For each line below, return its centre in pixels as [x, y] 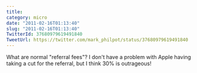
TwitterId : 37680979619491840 [45, 34]
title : [15, 12]
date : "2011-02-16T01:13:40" [43, 23]
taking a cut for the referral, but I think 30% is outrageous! [79, 63]
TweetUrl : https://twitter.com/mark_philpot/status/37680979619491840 [97, 40]
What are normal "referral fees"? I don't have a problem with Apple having [99, 57]
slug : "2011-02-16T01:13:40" [43, 29]
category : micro [27, 17]
